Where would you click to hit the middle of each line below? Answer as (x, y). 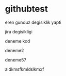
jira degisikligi (19, 31)
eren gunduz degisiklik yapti (33, 22)
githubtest (26, 9)
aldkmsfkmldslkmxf (25, 69)
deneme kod (17, 41)
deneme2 (15, 50)
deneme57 (16, 60)
